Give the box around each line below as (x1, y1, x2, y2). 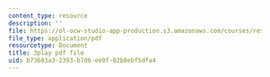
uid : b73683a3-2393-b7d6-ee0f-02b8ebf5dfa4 (8, 57, 157, 65)
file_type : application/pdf (8, 34, 103, 43)
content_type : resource (8, 11, 88, 20)
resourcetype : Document (8, 42, 88, 50)
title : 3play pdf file (8, 49, 84, 57)
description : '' (8, 19, 63, 27)
